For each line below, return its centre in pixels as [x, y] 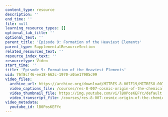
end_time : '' [19, 19]
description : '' [22, 14]
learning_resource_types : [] [35, 28]
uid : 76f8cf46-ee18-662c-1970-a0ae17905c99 [51, 75]
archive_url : [23, 84]
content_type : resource [30, 10]
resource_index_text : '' [31, 56]
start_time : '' [21, 65]
